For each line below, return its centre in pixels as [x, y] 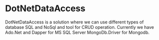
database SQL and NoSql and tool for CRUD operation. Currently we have [79, 27]
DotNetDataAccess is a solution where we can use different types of [75, 22]
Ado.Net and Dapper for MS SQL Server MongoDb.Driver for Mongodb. [77, 32]
